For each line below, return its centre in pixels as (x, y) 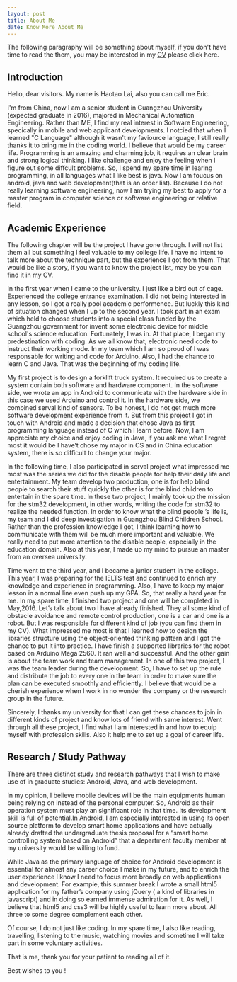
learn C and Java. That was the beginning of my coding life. (94, 364)
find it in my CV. (30, 275)
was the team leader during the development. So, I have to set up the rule (114, 668)
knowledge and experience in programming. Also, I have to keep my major (116, 586)
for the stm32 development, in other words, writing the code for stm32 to (114, 504)
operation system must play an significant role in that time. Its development (117, 810)
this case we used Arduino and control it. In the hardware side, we (104, 400)
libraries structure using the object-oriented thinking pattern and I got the (114, 638)
